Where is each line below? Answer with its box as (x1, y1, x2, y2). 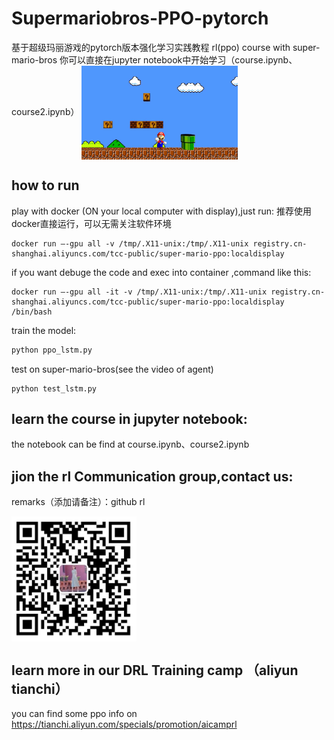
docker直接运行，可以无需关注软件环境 (11, 217, 172, 229)
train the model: (11, 324, 77, 336)
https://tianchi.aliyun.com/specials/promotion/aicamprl (11, 718, 238, 731)
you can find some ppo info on (11, 708, 138, 720)
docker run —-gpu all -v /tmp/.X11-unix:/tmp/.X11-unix (11, 238, 249, 249)
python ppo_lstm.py (11, 345, 93, 355)
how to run (11, 177, 80, 194)
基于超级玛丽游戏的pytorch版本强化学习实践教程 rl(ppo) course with (11, 41, 291, 53)
